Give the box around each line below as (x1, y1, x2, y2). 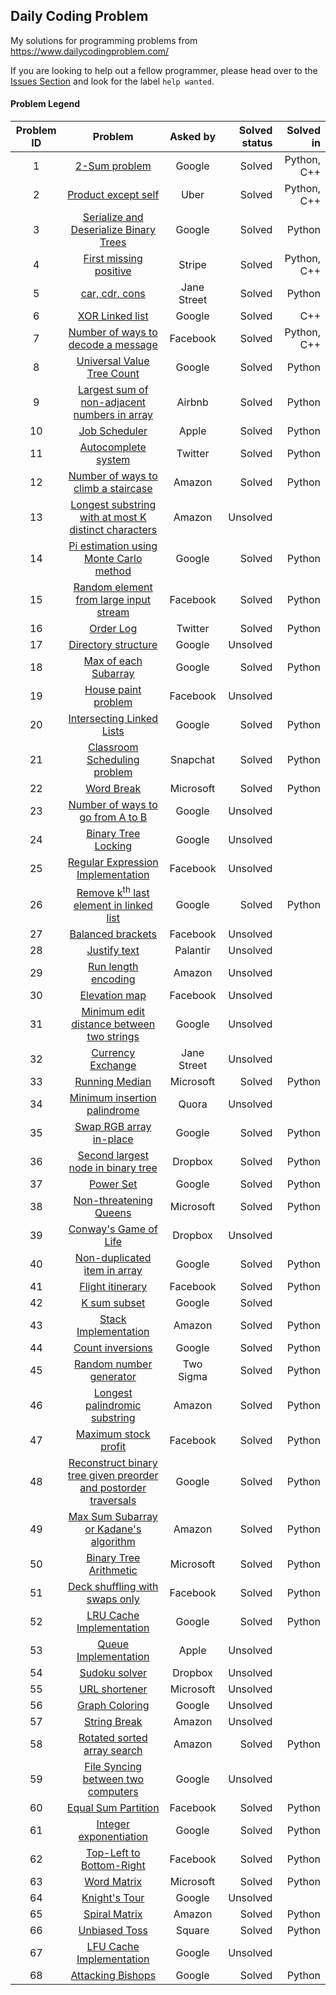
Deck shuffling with (67, 1580, 159, 1594)
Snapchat (169, 753, 216, 767)
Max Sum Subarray (68, 1510, 158, 1524)
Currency (91, 1046, 136, 1060)
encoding (91, 972, 136, 986)
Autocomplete (79, 440, 147, 454)
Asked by (169, 130, 217, 144)
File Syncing (84, 1760, 143, 1774)
